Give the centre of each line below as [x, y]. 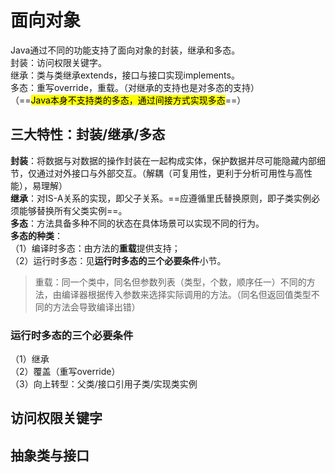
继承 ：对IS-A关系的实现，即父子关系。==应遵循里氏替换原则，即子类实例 [161, 198]
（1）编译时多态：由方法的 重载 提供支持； [95, 248]
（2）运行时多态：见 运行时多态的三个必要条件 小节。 [118, 260]
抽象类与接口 [50, 455]
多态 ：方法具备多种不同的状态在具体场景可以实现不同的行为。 [137, 223]
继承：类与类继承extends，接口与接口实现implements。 [125, 75]
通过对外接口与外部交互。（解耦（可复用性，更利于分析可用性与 [165, 173]
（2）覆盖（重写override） [65, 372]
